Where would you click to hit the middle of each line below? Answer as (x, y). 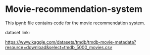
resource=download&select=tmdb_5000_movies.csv (59, 47)
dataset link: (18, 32)
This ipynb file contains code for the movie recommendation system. (75, 23)
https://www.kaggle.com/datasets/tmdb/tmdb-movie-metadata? (71, 42)
